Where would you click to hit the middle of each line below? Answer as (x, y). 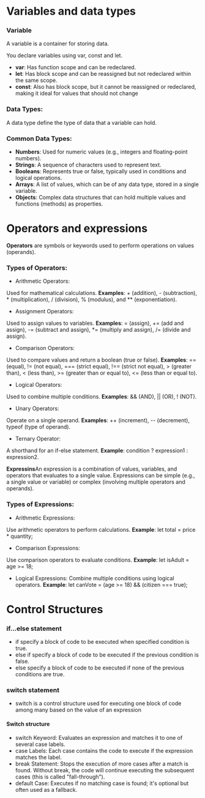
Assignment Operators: (44, 311)
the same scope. (36, 80)
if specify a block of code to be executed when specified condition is (102, 642)
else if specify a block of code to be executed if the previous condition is (107, 655)
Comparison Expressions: (48, 548)
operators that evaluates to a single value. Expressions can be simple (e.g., (101, 475)
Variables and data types (71, 11)
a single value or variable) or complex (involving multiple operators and (96, 482)
